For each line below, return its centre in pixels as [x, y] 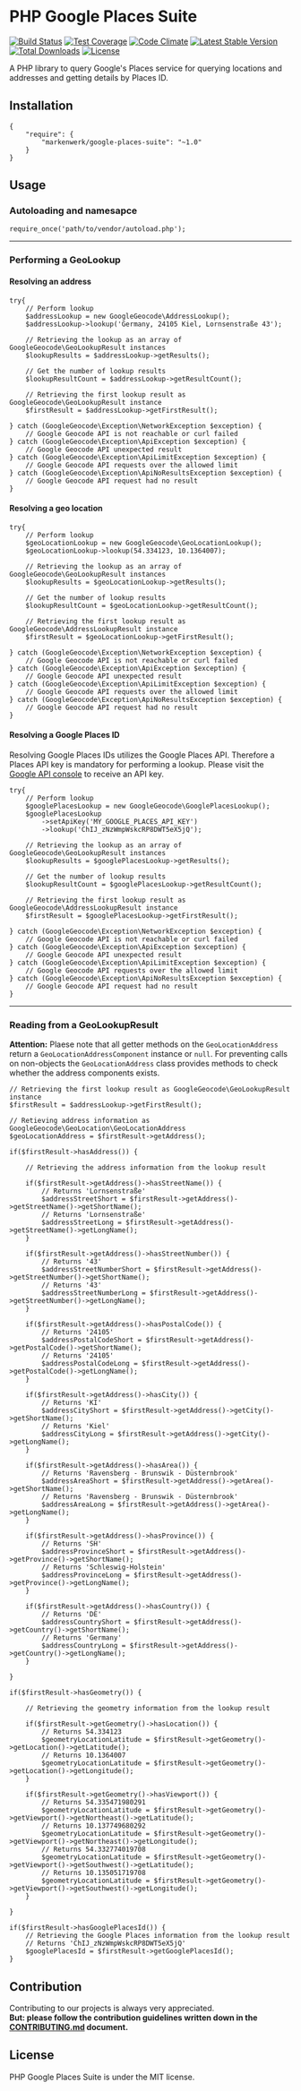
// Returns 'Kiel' [76, 1427]
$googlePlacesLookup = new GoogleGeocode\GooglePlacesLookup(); [148, 806]
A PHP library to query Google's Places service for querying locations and [146, 68]
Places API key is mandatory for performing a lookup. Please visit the [137, 764]
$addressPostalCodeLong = [90, 1364]
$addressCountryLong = [84, 1646]
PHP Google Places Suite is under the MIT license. [102, 2077]
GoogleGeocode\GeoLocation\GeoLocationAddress [98, 1129]
